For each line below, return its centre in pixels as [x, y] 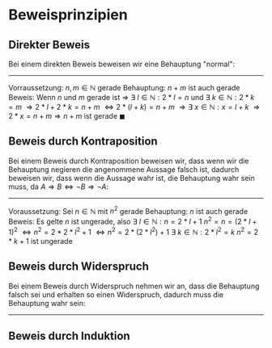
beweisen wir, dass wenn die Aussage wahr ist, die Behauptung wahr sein [132, 178]
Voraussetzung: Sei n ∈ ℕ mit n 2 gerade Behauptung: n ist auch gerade [128, 210]
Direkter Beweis [49, 45]
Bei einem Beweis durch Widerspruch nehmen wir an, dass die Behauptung [134, 286]
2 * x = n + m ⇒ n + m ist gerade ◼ [67, 116]
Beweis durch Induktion [70, 335]
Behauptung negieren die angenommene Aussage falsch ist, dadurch [124, 169]
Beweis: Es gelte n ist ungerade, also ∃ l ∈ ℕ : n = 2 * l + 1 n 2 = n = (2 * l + [133, 221]
